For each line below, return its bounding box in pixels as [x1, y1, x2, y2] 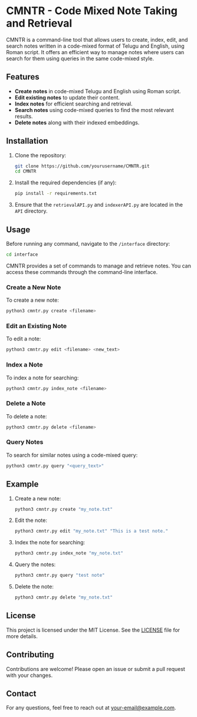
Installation [6, 136, 48, 146]
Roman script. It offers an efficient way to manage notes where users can [6, 48, 185, 55]
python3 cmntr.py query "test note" [14, 573, 105, 579]
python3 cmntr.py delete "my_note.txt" [14, 594, 113, 600]
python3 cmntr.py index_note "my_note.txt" [14, 550, 124, 556]
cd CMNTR [14, 168, 37, 174]
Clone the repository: [14, 151, 67, 158]
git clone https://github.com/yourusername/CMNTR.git [14, 163, 150, 169]
